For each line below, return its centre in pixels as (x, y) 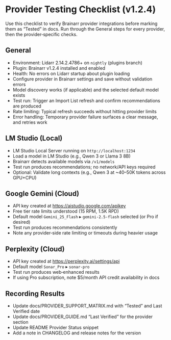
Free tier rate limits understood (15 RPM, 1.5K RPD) (66, 211)
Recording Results (35, 293)
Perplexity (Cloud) (35, 249)
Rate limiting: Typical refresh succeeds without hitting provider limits (84, 111)
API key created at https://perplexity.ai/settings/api (66, 261)
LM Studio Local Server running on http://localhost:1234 (74, 150)
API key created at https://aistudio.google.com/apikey (69, 206)
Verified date (26, 311)
